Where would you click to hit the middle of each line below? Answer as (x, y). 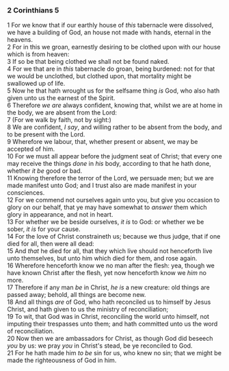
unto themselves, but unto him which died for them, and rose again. (102, 259)
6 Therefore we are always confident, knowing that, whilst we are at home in (115, 106)
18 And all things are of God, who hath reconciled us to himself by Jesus (109, 302)
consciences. (26, 193)
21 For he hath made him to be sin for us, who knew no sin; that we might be (114, 353)
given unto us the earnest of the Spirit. (61, 98)
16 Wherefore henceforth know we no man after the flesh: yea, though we (111, 265)
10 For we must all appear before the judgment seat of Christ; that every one (114, 156)
